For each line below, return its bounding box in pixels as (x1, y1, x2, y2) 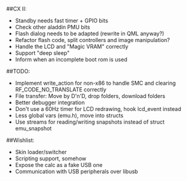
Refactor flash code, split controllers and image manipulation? (15, 37, 170, 43)
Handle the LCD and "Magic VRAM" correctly (15, 43, 129, 50)
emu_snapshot (15, 125, 52, 132)
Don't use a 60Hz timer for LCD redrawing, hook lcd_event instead (15, 105, 182, 112)
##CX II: (6, 5, 27, 12)
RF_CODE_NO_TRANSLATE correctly (15, 86, 107, 93)
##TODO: (6, 68, 30, 75)
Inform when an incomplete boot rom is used (15, 56, 127, 63)
